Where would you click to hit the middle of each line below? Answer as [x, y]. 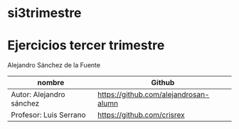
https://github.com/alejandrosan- [153, 95]
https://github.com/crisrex [141, 115]
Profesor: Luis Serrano [49, 115]
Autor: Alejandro [38, 95]
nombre [51, 83]
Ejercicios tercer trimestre [86, 46]
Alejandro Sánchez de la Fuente [54, 65]
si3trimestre [44, 13]
